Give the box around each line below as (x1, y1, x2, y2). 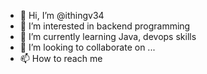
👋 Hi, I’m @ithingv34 (19, 10, 105, 21)
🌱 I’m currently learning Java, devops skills (19, 31, 197, 42)
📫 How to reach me (19, 53, 103, 64)
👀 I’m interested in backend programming (19, 20, 191, 32)
